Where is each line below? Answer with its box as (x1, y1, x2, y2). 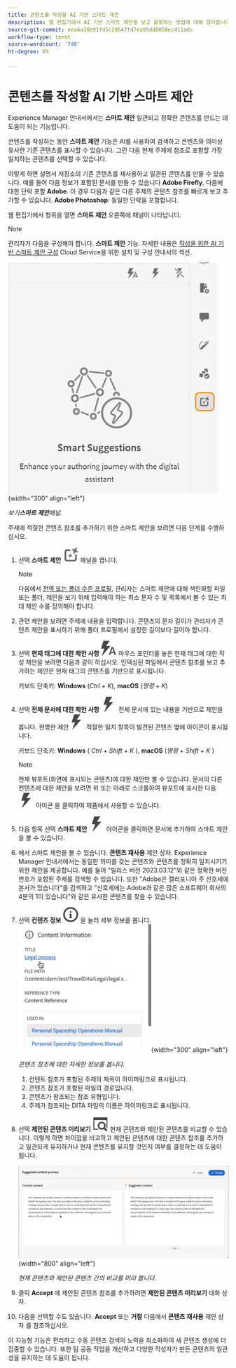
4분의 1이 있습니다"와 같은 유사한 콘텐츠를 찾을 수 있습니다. (18, 892, 179, 901)
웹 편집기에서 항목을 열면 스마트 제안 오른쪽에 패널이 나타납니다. (8, 210, 181, 219)
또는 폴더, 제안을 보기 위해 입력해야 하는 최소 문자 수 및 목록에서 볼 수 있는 (18, 593, 220, 601)
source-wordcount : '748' (8, 41, 81, 48)
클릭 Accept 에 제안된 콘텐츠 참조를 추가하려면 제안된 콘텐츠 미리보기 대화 (18, 1289, 221, 1297)
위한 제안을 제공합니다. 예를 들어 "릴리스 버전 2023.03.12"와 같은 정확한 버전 (18, 866, 228, 874)
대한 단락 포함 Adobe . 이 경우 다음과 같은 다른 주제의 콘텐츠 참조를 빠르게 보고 (8, 186, 221, 196)
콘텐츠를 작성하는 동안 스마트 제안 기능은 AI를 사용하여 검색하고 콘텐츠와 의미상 (8, 137, 223, 145)
